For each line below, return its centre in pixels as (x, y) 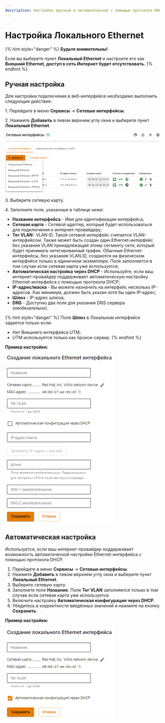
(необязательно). (30, 308)
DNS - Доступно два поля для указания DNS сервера (69, 303)
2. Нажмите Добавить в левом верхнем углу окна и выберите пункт (77, 120)
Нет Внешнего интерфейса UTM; (46, 332)
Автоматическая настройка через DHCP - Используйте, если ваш (83, 271)
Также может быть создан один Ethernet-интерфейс (98, 240)
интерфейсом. (27, 240)
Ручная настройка (35, 84)
